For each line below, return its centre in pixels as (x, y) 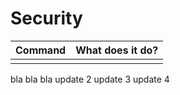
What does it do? (117, 50)
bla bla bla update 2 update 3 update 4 (90, 79)
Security (46, 18)
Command (41, 50)
